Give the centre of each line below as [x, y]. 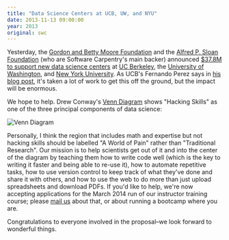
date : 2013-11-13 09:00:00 [45, 20]
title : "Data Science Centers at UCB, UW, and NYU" [82, 13]
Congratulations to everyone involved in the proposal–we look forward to [109, 222]
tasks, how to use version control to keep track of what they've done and [110, 172]
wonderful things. [32, 229]
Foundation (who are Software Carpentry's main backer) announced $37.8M [114, 60]
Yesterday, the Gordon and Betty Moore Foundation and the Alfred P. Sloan [113, 52]
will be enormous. [32, 88]
